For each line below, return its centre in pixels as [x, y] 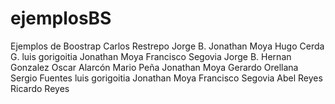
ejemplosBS [61, 18]
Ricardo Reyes [40, 88]
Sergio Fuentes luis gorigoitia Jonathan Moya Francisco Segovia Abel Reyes [166, 78]
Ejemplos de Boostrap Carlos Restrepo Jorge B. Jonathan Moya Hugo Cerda [167, 46]
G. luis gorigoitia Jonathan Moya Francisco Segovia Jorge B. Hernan [151, 56]
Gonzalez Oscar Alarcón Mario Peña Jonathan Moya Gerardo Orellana [154, 67]
